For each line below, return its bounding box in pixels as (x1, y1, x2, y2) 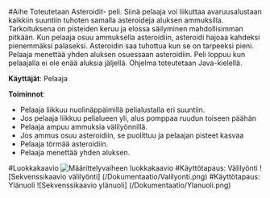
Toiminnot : (8, 89, 46, 99)
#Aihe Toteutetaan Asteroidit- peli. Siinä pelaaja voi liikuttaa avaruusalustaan (8, 7, 262, 16)
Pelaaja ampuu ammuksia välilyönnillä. (19, 122, 147, 131)
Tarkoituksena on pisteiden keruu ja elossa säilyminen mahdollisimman (8, 24, 243, 33)
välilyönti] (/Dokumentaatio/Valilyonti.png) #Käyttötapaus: (68, 172, 260, 181)
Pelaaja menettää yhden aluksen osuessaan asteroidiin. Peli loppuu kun (8, 50, 246, 59)
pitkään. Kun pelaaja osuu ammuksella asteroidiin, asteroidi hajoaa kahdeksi (8, 32, 260, 42)
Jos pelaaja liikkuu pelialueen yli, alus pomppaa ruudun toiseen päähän (19, 113, 256, 123)
